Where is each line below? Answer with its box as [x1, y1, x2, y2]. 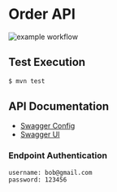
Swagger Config [19, 121, 76, 131]
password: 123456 [8, 176, 67, 184]
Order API [8, 5, 76, 24]
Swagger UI [19, 129, 60, 139]
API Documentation [8, 99, 110, 114]
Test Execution [8, 55, 86, 69]
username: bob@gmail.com [8, 168, 93, 177]
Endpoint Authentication [8, 150, 108, 161]
